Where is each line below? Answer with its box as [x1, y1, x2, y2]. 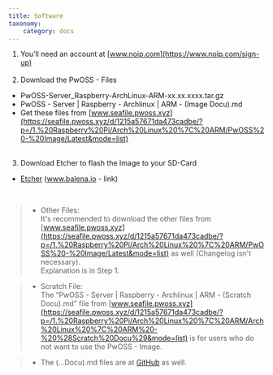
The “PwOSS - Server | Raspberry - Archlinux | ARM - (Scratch [40, 290, 252, 300]
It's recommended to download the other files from [40, 214, 211, 224]
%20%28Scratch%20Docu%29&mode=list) [40, 334, 188, 343]
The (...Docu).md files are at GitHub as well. [40, 358, 187, 368]
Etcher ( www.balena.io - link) [19, 174, 119, 183]
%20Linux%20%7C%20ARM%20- [40, 325, 158, 334]
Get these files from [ [19, 108, 92, 118]
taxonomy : [8, 19, 42, 28]
